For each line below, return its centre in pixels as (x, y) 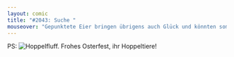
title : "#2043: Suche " (42, 20)
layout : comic (28, 14)
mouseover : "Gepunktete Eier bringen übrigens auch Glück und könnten (112, 26)
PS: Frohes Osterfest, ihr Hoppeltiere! (82, 47)
